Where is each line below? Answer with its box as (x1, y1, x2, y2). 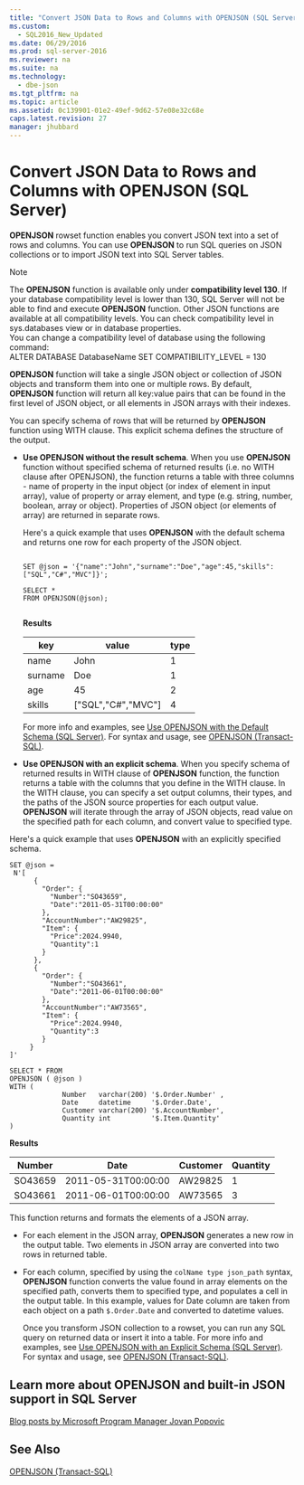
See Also (9, 1442, 61, 1457)
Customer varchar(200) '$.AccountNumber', (62, 1105, 224, 1115)
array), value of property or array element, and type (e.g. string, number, (22, 490, 293, 501)
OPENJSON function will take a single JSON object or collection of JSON (9, 368, 282, 380)
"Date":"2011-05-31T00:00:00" (49, 900, 165, 909)
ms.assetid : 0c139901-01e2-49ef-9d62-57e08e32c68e (9, 106, 204, 115)
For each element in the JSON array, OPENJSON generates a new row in (22, 1229, 294, 1240)
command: (9, 341, 50, 353)
